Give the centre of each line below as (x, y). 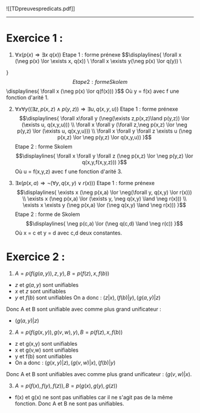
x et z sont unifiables (40, 291)
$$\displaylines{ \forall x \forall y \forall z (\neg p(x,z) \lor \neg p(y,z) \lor (104, 156)
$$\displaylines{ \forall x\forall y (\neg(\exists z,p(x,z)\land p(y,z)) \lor (104, 118)
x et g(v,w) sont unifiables (46, 350)
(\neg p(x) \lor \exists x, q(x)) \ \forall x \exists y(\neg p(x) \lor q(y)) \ (98, 61)
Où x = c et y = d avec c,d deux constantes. (68, 233)
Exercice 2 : (36, 257)
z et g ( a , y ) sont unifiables (47, 284)
